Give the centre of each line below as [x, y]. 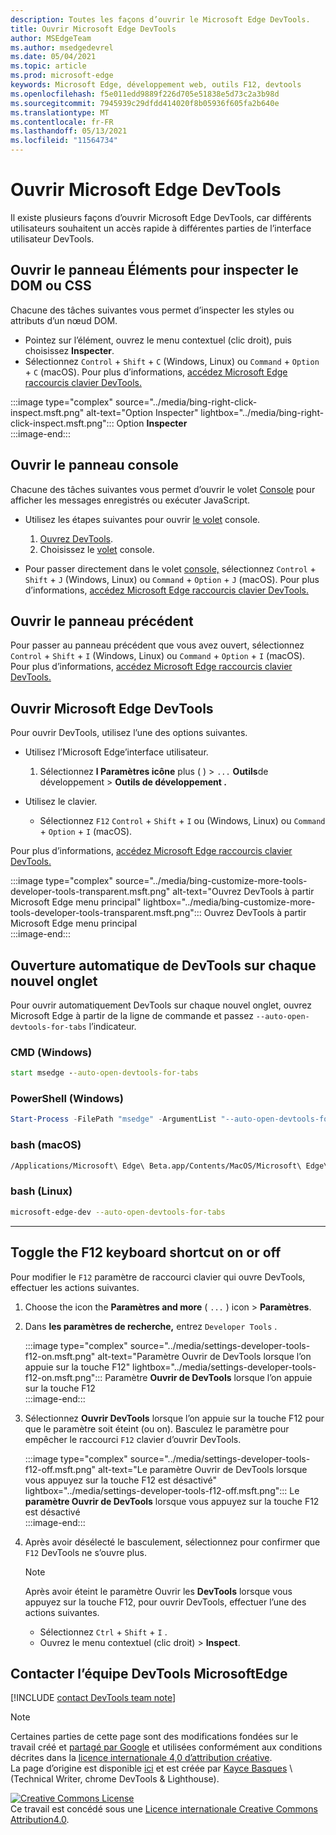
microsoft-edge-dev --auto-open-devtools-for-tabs [118, 1212]
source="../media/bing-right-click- [186, 402]
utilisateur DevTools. [52, 238]
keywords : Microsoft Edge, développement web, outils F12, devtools [156, 85]
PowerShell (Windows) [67, 1099]
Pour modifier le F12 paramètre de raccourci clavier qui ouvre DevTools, [158, 1277]
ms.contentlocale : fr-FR [62, 122]
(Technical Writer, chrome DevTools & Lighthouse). [115, 1779]
